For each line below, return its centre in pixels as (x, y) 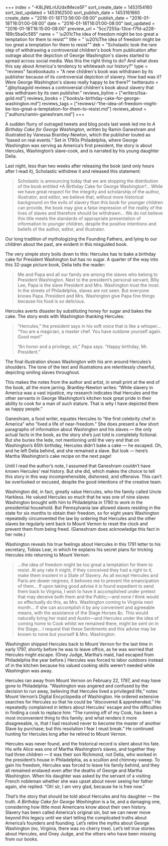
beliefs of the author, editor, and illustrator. (61, 229)
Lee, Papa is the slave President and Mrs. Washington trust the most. (89, 285)
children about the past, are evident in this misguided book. (66, 244)
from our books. (22, 839)
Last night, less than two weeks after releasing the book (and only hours (80, 166)
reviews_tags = (57, 103)
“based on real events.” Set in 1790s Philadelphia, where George (71, 140)
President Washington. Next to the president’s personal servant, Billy (88, 280)
